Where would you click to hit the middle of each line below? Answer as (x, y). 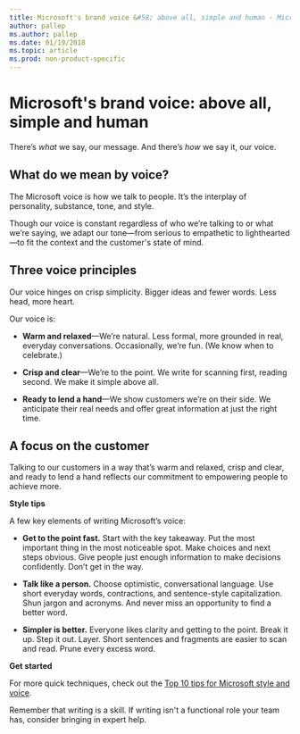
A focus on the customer (79, 446)
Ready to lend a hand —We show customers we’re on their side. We (146, 399)
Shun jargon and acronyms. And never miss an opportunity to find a (147, 603)
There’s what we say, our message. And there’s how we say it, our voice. (143, 146)
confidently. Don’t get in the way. (83, 567)
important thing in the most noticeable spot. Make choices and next (146, 548)
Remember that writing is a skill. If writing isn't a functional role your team (144, 710)
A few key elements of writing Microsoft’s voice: (97, 521)
